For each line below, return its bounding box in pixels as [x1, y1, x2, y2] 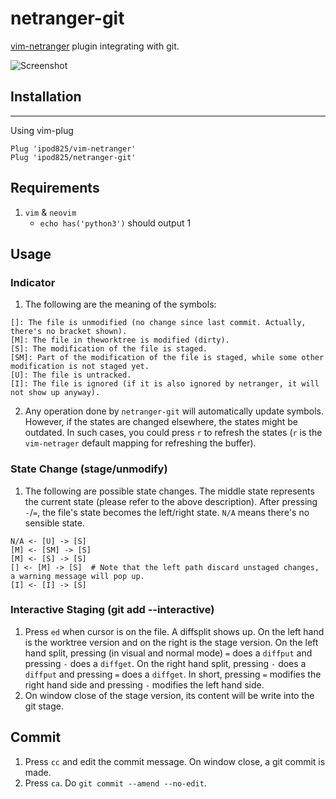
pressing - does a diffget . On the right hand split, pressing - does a [24, 657, 307, 669]
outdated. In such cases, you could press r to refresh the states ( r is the [24, 427, 323, 439]
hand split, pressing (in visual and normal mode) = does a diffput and [24, 647, 313, 659]
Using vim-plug [10, 124, 74, 136]
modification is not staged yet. [10, 362, 150, 372]
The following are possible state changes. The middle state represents [24, 485, 315, 497]
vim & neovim [24, 206, 77, 218]
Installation [10, 88, 82, 106]
